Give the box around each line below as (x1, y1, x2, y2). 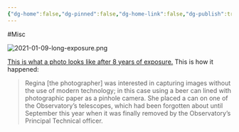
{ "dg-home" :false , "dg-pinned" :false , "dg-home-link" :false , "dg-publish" (7, 10, 224, 18)
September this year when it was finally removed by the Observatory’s (24, 109, 231, 117)
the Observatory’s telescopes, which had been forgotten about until (24, 101, 223, 110)
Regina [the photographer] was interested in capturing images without (24, 79, 231, 87)
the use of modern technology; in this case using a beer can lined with (24, 86, 232, 94)
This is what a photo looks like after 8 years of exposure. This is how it (7, 57, 213, 66)
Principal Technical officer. (24, 116, 103, 125)
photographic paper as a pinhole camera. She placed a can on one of (24, 94, 228, 102)
